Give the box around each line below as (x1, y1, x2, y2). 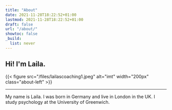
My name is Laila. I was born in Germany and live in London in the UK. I (5, 93, 155, 100)
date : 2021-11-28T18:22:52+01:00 (5, 12, 77, 17)
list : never (10, 41, 36, 46)
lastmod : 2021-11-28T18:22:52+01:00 (5, 17, 83, 22)
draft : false (5, 21, 33, 27)
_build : (5, 36, 22, 41)
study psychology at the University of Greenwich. (5, 99, 110, 105)
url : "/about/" (5, 27, 38, 32)
